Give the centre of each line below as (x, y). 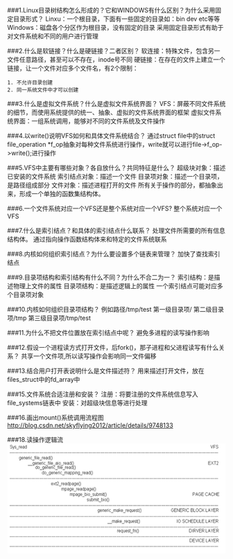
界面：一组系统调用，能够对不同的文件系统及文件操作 (89, 121)
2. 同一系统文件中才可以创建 (43, 90)
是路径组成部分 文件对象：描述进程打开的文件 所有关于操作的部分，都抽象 (112, 185)
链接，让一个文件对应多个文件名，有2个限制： (73, 68)
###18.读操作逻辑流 (35, 440)
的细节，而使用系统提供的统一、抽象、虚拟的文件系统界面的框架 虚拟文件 (111, 112)
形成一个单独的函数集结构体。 (62, 194)
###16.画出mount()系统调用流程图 (55, 417)
